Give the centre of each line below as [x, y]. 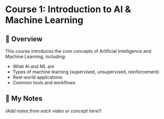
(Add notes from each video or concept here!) [53, 111]
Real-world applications [37, 77]
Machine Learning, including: [36, 56]
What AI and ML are [33, 66]
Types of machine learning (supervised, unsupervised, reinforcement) [86, 72]
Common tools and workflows [44, 83]
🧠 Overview [24, 39]
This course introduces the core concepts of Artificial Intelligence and [78, 51]
